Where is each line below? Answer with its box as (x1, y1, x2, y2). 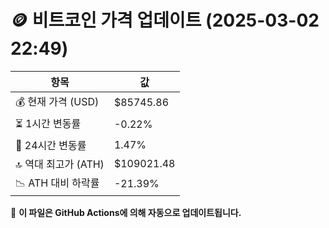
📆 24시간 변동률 (15, 138, 87, 152)
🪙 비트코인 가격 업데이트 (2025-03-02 (10, 9, 320, 32)
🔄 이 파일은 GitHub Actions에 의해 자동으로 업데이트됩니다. (10, 206, 242, 218)
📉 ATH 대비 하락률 (15, 176, 100, 190)
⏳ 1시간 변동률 (15, 116, 82, 130)
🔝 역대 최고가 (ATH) (15, 157, 105, 171)
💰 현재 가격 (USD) (15, 94, 100, 108)
